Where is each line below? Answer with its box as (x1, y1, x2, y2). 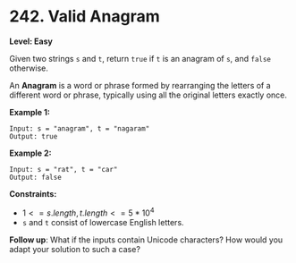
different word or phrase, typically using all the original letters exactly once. (9, 89, 288, 100)
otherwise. (9, 63, 49, 73)
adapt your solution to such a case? (9, 243, 141, 254)
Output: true (9, 131, 58, 140)
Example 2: (9, 148, 52, 158)
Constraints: (9, 188, 57, 199)
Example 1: (9, 106, 51, 117)
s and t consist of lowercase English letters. (21, 216, 185, 227)
